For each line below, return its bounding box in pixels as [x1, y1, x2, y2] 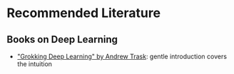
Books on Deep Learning [6, 33, 118, 46]
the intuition [16, 60, 53, 68]
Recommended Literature [6, 5, 161, 21]
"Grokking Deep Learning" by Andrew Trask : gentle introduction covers [16, 52, 228, 60]
